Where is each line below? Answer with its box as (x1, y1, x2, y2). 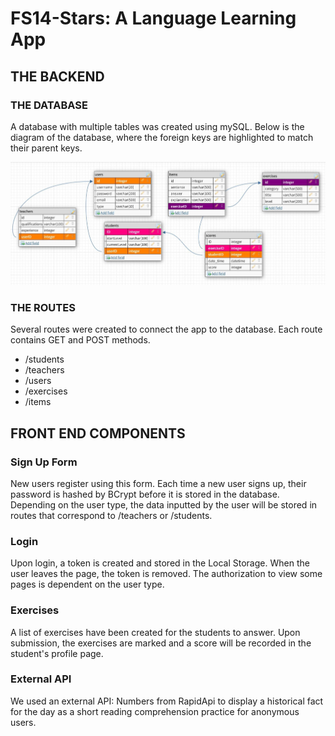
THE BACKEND (10, 68, 105, 85)
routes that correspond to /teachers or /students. (10, 509, 213, 521)
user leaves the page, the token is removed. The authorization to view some (10, 568, 323, 580)
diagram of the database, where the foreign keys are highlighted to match (10, 131, 314, 143)
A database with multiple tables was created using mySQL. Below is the (10, 120, 305, 132)
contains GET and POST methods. (10, 334, 151, 346)
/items (24, 396, 52, 408)
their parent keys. (10, 142, 83, 154)
